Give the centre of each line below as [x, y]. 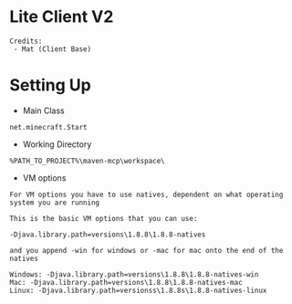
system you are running [55, 203]
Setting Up [50, 85]
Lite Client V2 [62, 17]
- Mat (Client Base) [52, 49]
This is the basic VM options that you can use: [104, 218]
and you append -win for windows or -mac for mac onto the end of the [146, 250]
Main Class [44, 110]
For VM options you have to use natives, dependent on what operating [146, 194]
